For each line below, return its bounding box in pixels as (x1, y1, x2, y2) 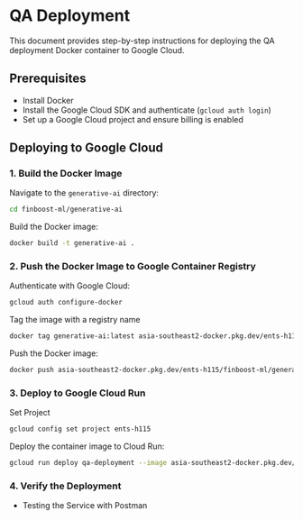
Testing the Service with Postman (22, 500, 148, 511)
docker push (9, 366, 54, 375)
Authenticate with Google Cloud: (9, 280, 131, 291)
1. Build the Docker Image (9, 168, 123, 180)
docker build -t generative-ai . (9, 239, 135, 248)
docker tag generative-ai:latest (9, 332, 135, 341)
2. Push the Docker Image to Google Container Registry (9, 260, 257, 273)
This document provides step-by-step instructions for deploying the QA (9, 35, 275, 46)
